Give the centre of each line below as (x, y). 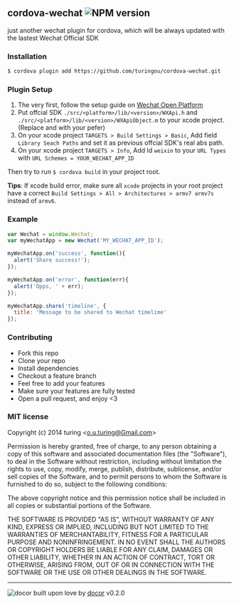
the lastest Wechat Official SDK (53, 38)
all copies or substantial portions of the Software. (79, 505)
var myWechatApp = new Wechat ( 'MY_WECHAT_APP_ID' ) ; (85, 241)
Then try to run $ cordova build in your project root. (84, 172)
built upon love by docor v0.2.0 (79, 593)
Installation (27, 56)
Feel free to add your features (61, 383)
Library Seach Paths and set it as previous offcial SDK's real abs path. (121, 143)
